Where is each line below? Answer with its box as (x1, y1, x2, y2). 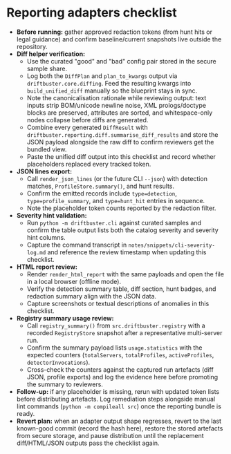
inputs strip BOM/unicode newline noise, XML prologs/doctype (26, 101, 207, 109)
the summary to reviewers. (26, 380, 103, 388)
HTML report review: (16, 263, 77, 271)
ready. (16, 409, 35, 417)
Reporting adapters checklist (6, 5, 177, 21)
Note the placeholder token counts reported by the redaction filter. (26, 204, 216, 212)
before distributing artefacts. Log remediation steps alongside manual (16, 395, 216, 403)
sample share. (26, 64, 67, 73)
